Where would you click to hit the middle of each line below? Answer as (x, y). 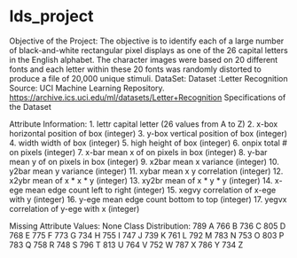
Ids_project (52, 16)
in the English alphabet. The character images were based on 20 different (144, 59)
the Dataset (30, 106)
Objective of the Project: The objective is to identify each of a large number (147, 41)
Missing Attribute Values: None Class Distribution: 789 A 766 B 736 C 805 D (148, 226)
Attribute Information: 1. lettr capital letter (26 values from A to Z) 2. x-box (144, 124)
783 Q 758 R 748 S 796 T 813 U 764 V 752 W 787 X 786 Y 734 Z (126, 245)
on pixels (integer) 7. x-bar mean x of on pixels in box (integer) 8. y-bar (138, 152)
